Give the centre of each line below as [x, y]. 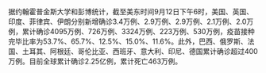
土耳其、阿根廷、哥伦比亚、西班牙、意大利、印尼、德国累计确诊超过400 [140, 51]
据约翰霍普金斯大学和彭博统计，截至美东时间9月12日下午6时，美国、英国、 [131, 12]
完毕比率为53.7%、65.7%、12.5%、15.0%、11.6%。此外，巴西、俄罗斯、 [128, 41]
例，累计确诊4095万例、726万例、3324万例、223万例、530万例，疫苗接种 [132, 31]
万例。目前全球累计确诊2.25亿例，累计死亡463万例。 [95, 61]
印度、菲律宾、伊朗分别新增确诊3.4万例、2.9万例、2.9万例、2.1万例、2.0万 [131, 21]
